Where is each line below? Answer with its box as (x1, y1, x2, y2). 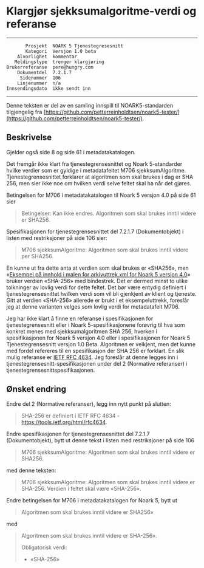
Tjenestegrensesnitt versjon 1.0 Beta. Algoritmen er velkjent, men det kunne (6, 340, 196, 347)
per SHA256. (21, 252, 53, 259)
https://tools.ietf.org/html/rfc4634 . (21, 418, 107, 426)
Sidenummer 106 (19, 75, 61, 81)
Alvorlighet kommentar (17, 53, 78, 60)
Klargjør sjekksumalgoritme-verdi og (6, 4, 197, 18)
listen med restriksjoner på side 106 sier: (6, 234, 107, 241)
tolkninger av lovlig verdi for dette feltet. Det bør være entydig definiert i (6, 284, 186, 291)
